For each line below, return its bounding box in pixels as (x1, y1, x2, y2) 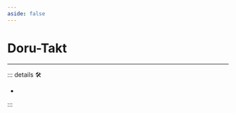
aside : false (7, 10, 46, 17)
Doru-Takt (7, 40, 67, 56)
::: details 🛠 (7, 70, 42, 79)
